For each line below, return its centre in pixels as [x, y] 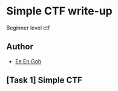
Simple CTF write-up [60, 11]
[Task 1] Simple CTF [44, 80]
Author [20, 47]
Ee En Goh [28, 61]
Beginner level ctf [28, 28]
